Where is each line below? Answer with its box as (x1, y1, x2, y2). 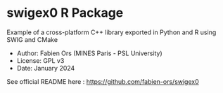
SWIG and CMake (6, 35, 58, 43)
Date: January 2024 (16, 64, 75, 72)
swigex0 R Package (6, 5, 124, 21)
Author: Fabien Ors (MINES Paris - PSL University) (16, 49, 163, 57)
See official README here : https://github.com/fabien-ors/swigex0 (6, 77, 200, 85)
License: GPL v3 (16, 56, 65, 64)
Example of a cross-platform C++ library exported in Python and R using (6, 28, 217, 36)
